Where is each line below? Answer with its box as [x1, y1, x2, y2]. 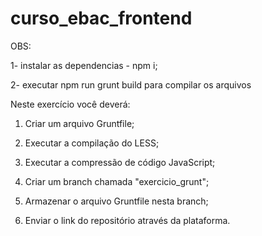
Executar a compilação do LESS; [24, 137, 160, 149]
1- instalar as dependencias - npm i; [10, 59, 158, 71]
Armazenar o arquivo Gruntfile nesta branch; [24, 195, 209, 207]
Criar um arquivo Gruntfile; [24, 117, 135, 129]
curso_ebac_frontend [10, 7, 193, 30]
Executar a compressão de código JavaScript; [24, 156, 216, 168]
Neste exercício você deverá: [10, 98, 131, 110]
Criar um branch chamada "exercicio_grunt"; [24, 175, 210, 187]
